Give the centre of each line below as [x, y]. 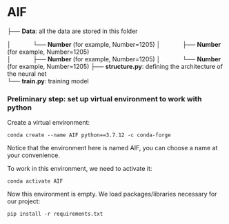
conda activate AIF [35, 181]
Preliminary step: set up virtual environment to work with [104, 99]
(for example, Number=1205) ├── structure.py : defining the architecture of [115, 66]
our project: [24, 201]
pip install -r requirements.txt [55, 214]
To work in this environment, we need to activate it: [80, 169]
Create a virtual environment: [49, 123]
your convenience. [33, 155]
